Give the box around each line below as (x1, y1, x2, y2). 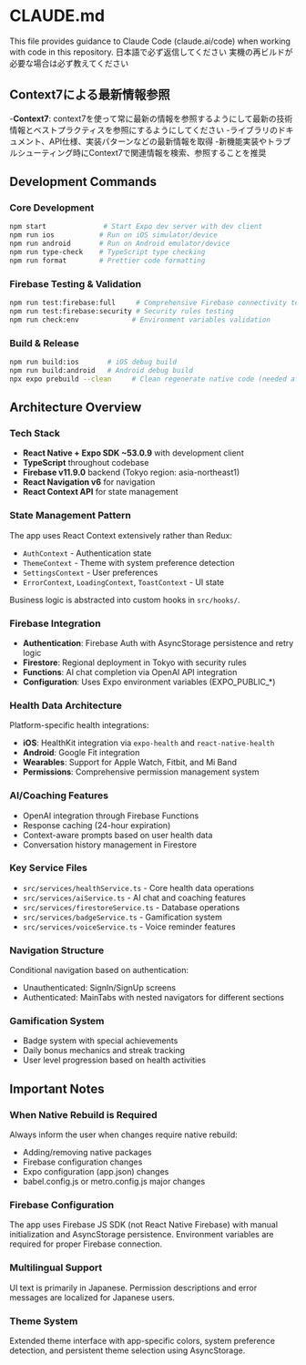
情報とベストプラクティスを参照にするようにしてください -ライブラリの (9, 124, 279, 135)
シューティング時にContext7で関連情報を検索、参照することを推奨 (16, 147, 267, 158)
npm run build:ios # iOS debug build (9, 357, 178, 367)
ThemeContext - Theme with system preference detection (22, 557, 235, 568)
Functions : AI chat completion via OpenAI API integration (22, 666, 238, 677)
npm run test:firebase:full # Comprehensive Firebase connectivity (9, 298, 287, 308)
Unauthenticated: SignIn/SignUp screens (22, 982, 176, 993)
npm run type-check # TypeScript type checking (9, 248, 206, 257)
